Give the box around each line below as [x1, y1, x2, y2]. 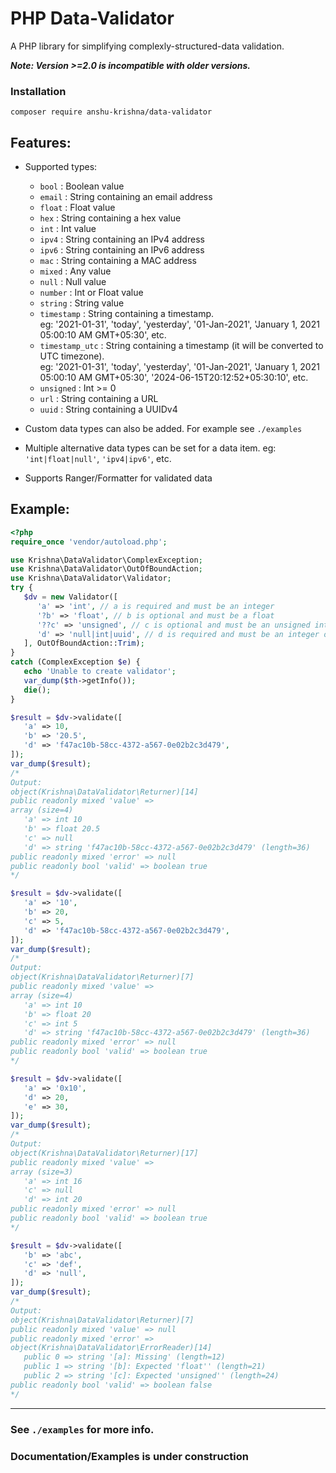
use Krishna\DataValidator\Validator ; [10, 573, 172, 584]
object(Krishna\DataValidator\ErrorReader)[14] [10, 1343, 213, 1353]
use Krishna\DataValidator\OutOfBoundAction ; [10, 564, 203, 574]
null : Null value [39, 276, 107, 288]
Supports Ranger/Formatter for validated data [24, 472, 213, 484]
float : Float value [39, 202, 116, 214]
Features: [10, 134, 72, 151]
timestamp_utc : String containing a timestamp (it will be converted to [39, 340, 324, 352]
